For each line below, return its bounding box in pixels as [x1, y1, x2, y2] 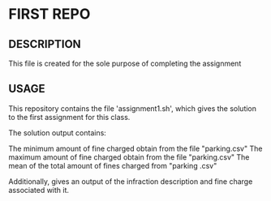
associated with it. [8, 185, 70, 195]
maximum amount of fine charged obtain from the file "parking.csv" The [8, 152, 250, 162]
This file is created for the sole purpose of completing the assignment [8, 58, 242, 68]
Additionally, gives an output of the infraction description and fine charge [8, 176, 253, 186]
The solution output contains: [8, 127, 107, 138]
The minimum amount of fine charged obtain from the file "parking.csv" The [8, 143, 263, 153]
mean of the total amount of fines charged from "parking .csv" [8, 160, 217, 170]
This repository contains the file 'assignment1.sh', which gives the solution [8, 103, 257, 113]
